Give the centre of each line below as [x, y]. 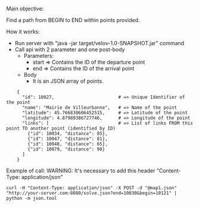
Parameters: [39, 56]
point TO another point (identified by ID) [61, 128]
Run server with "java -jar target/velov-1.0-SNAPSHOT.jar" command [99, 43]
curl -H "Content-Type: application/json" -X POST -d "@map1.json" [92, 188]
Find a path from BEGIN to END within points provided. [73, 20]
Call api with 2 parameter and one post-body [70, 49]
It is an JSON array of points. [68, 81]
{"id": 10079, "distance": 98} [66, 149]
